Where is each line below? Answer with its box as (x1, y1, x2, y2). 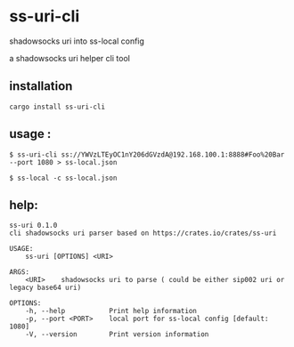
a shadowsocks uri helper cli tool (9, 52, 131, 63)
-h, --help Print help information (25, 307, 198, 316)
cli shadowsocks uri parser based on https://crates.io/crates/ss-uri (9, 229, 277, 238)
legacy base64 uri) (9, 283, 82, 293)
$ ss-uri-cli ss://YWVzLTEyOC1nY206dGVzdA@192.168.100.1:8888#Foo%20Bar (9, 149, 285, 159)
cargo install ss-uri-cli (9, 102, 105, 111)
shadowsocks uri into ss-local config (9, 36, 145, 46)
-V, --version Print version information (25, 330, 209, 339)
